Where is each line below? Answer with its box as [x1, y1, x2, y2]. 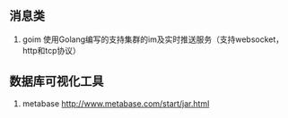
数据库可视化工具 [9, 74, 104, 89]
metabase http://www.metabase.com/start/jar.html [22, 97, 210, 109]
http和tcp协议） [22, 45, 81, 55]
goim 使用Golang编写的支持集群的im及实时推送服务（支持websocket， [22, 34, 284, 45]
